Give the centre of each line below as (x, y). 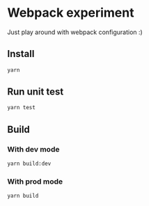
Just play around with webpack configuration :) (75, 32)
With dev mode (33, 149)
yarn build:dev (29, 164)
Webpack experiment (71, 13)
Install (21, 54)
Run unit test (36, 92)
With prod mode (35, 181)
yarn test (22, 108)
